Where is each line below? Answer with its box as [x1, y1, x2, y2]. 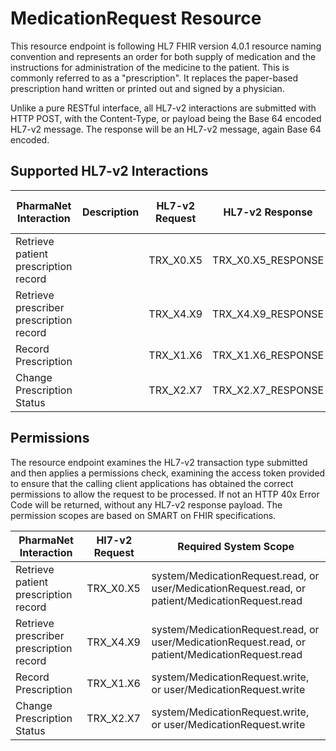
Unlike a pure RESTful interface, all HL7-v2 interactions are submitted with [10, 102, 317, 114]
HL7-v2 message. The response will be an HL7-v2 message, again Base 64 [10, 123, 322, 135]
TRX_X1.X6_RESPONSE [212, 348, 325, 362]
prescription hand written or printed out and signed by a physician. [10, 82, 285, 94]
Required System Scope [177, 539, 295, 553]
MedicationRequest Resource [10, 7, 262, 30]
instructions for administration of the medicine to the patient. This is [10, 61, 290, 73]
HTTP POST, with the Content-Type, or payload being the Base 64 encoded [10, 112, 322, 124]
